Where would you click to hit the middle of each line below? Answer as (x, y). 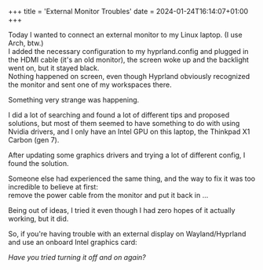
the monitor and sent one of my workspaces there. (90, 85)
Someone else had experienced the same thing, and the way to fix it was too (132, 178)
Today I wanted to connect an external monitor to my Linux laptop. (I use (125, 35)
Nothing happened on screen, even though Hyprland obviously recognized (129, 76)
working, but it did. (38, 219)
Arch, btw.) (26, 43)
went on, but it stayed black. (54, 68)
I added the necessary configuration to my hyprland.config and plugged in (128, 51)
